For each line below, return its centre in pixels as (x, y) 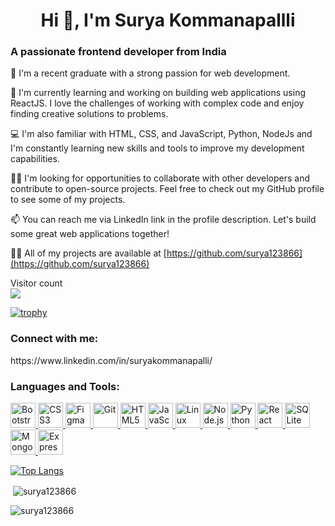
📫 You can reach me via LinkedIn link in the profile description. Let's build (163, 220)
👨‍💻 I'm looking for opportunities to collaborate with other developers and (160, 178)
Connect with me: (54, 339)
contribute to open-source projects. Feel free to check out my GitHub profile (167, 189)
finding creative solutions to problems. (89, 114)
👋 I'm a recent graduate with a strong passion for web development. (150, 73)
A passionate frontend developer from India (118, 52)
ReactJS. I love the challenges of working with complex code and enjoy (157, 103)
